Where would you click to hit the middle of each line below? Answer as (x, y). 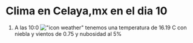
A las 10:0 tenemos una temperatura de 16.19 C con (100, 27)
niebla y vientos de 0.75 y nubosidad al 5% (68, 33)
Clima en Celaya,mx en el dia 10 (87, 11)
